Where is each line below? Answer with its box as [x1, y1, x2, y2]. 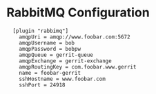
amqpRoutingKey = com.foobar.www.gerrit [19, 63, 137, 70]
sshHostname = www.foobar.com [19, 75, 106, 82]
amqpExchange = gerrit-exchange [19, 57, 112, 64]
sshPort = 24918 [19, 81, 66, 89]
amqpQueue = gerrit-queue [19, 51, 94, 58]
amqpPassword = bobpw [19, 45, 81, 52]
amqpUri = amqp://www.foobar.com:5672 [19, 33, 130, 40]
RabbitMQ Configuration [6, 5, 150, 21]
